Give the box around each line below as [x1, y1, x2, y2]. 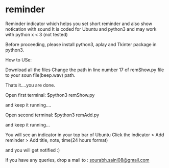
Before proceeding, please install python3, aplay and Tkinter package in [5, 41, 157, 47]
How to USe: [5, 56, 32, 62]
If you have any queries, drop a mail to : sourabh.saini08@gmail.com [5, 157, 150, 163]
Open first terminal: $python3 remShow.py [5, 92, 95, 98]
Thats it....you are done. [5, 82, 55, 88]
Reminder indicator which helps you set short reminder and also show [5, 20, 152, 27]
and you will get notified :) [5, 147, 60, 153]
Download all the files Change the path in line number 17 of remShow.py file [5, 67, 164, 73]
